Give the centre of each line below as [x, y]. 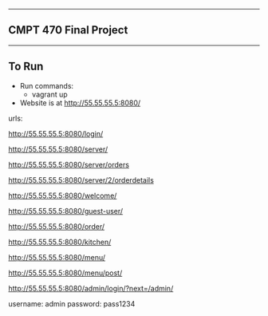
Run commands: [47, 85]
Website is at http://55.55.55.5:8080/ [80, 103]
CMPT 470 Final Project [68, 30]
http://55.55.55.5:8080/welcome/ [63, 196]
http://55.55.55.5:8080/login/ [56, 133]
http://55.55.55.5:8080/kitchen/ [60, 242]
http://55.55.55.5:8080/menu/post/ [65, 273]
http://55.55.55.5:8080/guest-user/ [66, 211]
